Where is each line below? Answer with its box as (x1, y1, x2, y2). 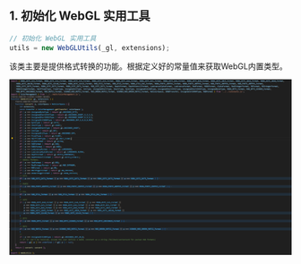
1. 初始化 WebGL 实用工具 (9, 8, 150, 24)
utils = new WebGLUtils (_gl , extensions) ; (9, 43, 170, 52)
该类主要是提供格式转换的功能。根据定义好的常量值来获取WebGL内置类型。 (9, 61, 288, 72)
